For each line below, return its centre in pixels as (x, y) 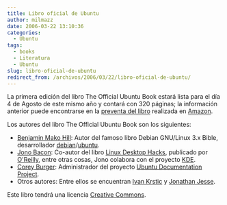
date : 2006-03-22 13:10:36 (45, 26)
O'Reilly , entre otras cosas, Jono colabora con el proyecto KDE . (106, 160)
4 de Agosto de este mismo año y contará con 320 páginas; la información (112, 104)
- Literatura (32, 58)
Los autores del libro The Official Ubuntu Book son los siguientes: (99, 125)
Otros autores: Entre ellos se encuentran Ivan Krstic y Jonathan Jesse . (116, 182)
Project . (28, 174)
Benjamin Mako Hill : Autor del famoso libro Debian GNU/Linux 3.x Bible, (118, 138)
